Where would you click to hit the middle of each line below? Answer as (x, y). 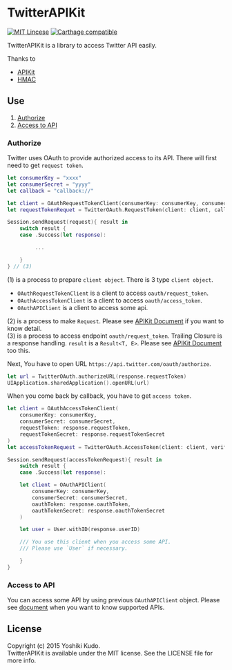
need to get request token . (46, 165)
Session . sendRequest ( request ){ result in (68, 222)
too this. (19, 350)
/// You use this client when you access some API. (95, 542)
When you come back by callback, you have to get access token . (99, 396)
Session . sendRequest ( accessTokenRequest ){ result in (85, 460)
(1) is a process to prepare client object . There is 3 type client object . (110, 279)
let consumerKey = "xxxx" (44, 178)
